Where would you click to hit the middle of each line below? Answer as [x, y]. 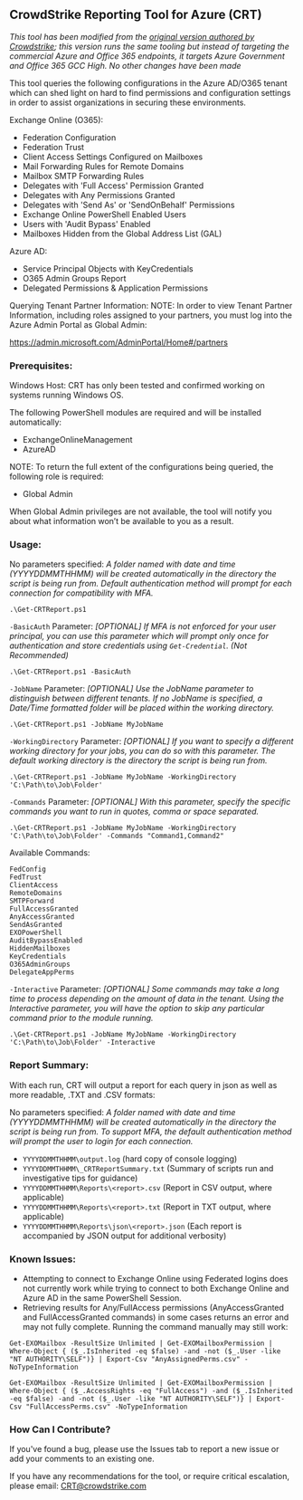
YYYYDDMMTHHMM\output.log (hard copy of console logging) [130, 1159]
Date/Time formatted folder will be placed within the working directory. [142, 708]
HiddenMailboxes [40, 949]
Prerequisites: [41, 366]
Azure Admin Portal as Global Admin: [78, 324]
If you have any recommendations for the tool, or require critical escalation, [150, 1476]
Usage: [26, 545]
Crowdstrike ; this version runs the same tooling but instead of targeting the [149, 46]
